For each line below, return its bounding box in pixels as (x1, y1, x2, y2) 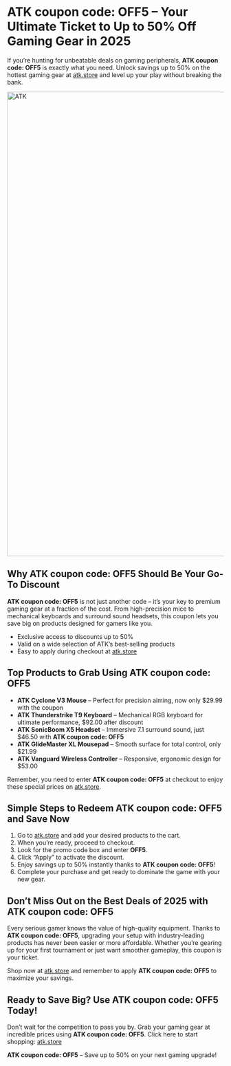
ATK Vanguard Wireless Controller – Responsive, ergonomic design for (16, 754, 221, 763)
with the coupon (16, 703, 64, 712)
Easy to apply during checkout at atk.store (16, 647, 137, 655)
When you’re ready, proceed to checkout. (16, 838, 135, 847)
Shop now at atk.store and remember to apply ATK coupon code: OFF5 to (7, 967, 217, 975)
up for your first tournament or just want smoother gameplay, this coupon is (7, 946, 222, 955)
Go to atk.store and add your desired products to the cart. (16, 831, 181, 840)
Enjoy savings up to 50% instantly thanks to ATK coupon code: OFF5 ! (16, 860, 215, 869)
